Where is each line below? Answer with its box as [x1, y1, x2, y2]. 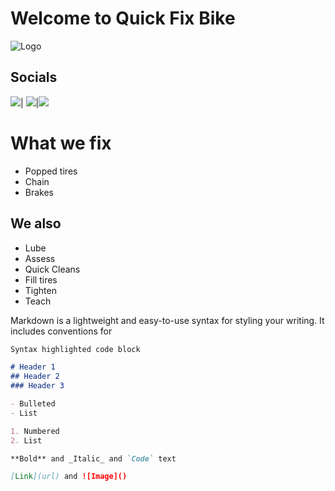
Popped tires [24, 165, 78, 177]
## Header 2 [10, 372, 60, 382]
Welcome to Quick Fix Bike [10, 7, 236, 30]
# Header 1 [10, 362, 56, 372]
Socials [10, 69, 58, 86]
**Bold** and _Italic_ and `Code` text [10, 453, 177, 464]
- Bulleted [10, 399, 56, 409]
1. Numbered [10, 426, 60, 436]
